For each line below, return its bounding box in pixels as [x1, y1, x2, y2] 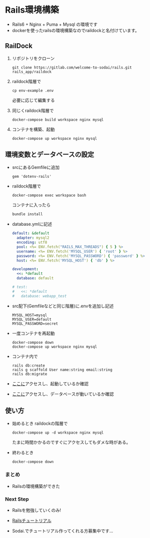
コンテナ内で [12, 353, 38, 359]
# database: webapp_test [12, 293, 67, 299]
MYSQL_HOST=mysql [12, 313, 48, 318]
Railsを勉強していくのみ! [12, 507, 62, 513]
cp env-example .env [12, 88, 54, 93]
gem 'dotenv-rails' [12, 174, 52, 179]
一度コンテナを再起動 [12, 330, 55, 336]
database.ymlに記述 [12, 221, 52, 227]
